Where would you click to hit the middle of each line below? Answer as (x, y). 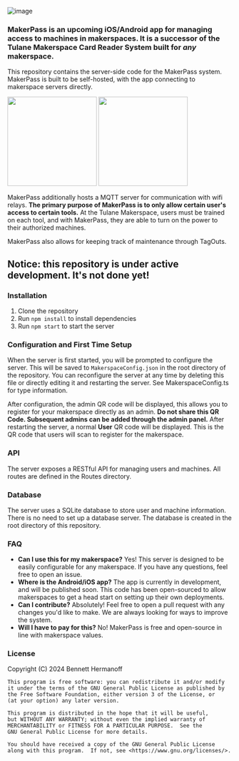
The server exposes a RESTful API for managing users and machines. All (114, 469)
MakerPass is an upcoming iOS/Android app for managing (110, 29)
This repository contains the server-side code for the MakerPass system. (115, 72)
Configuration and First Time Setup (70, 344)
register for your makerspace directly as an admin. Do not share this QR (113, 412)
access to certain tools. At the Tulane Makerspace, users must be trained (116, 213)
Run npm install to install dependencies (77, 318)
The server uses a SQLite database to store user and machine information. (117, 510)
